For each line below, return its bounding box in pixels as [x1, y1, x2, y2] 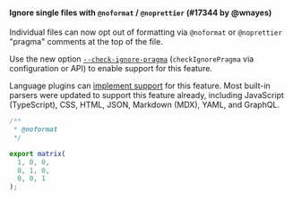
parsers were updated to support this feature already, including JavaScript [9, 90, 285, 101]
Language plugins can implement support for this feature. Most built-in [9, 80, 271, 91]
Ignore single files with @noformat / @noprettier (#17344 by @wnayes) [9, 7, 272, 18]
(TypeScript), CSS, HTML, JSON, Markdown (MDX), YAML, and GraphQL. [9, 99, 280, 111]
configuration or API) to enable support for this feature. [9, 63, 213, 74]
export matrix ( [9, 149, 66, 158]
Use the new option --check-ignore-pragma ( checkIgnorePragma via [9, 54, 254, 64]
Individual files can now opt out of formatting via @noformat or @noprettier [9, 27, 282, 37]
